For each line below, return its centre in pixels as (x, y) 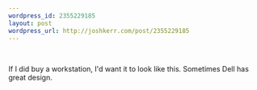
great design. (30, 78)
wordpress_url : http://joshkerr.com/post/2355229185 (99, 31)
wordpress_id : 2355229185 (52, 16)
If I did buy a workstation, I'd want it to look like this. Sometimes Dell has (128, 69)
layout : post (30, 23)
